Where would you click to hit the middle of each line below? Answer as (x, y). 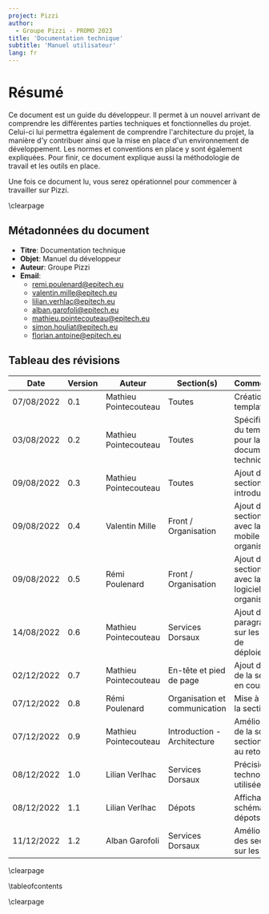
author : (21, 23)
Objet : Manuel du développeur (70, 258)
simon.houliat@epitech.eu (75, 326)
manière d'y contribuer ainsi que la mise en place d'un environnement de (129, 140)
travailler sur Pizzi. (39, 190)
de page (183, 680)
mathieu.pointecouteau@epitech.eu (91, 318)
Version (83, 383)
